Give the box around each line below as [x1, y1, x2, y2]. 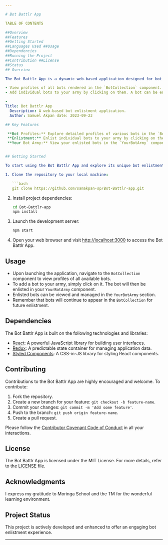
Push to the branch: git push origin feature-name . [12, 410, 118, 416]
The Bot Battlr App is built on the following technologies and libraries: [5, 330, 148, 336]
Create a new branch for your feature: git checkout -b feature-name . [12, 398, 156, 404]
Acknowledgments [5, 477, 66, 486]
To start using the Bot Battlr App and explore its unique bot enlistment [5, 163, 164, 168]
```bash [11, 181, 28, 186]
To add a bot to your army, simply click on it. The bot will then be [12, 281, 146, 287]
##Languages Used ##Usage [5, 44, 59, 49]
